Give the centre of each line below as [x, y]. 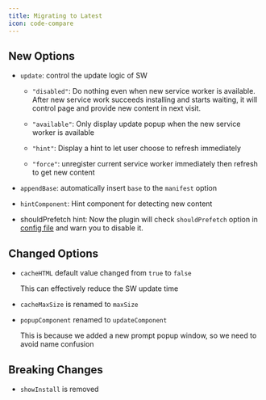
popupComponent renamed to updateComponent [94, 320]
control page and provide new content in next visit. [116, 108]
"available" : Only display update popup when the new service [136, 124]
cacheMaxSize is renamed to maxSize [79, 305]
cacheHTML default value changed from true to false [106, 273]
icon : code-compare [41, 23]
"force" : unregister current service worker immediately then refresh [145, 164]
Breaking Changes [56, 370]
